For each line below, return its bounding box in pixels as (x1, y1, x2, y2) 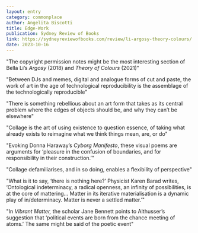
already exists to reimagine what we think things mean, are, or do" (6, 130, 168, 137)
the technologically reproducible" (6, 88, 88, 95)
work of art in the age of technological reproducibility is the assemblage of (6, 82, 189, 89)
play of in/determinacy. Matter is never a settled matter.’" (6, 196, 145, 203)
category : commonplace (6, 14, 62, 20)
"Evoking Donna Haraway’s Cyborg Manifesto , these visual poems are (6, 142, 178, 149)
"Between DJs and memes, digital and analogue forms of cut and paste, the (6, 75, 191, 83)
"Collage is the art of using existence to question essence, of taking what (6, 124, 185, 131)
